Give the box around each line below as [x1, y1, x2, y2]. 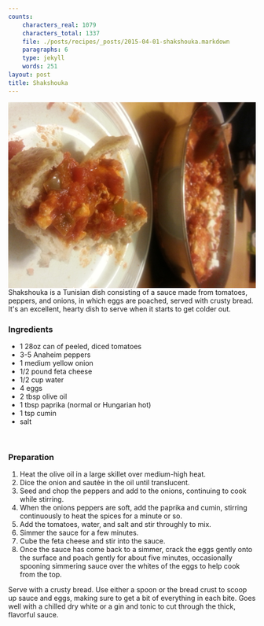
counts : [8, 13, 34, 20]
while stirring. [19, 495, 64, 504]
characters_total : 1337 [22, 29, 101, 37]
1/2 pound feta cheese [19, 366, 93, 376]
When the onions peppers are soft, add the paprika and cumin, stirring [19, 503, 247, 513]
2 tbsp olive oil [19, 392, 68, 401]
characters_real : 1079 [22, 20, 97, 29]
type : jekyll [22, 54, 65, 62]
